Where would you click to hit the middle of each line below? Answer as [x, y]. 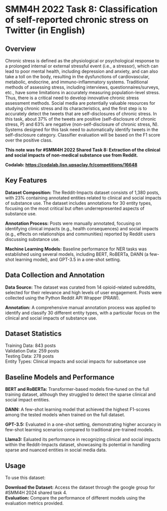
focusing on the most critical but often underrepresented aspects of [75, 208]
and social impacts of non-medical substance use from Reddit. [72, 155]
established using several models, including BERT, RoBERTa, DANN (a [77, 254]
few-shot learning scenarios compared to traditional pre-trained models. [80, 430]
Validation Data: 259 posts [32, 351]
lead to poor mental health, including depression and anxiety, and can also [82, 71]
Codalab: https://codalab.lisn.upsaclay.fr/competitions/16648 [71, 165]
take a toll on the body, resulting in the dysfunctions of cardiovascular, [77, 77]
